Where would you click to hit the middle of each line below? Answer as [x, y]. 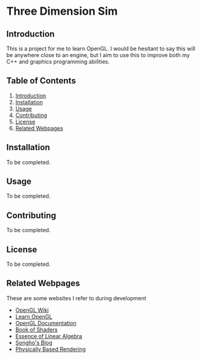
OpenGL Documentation [46, 323]
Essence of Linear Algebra [49, 336]
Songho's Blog [34, 342]
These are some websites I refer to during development [76, 298]
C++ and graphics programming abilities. [58, 62]
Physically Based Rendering [50, 349]
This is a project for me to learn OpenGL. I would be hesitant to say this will [101, 48]
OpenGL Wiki [32, 310]
